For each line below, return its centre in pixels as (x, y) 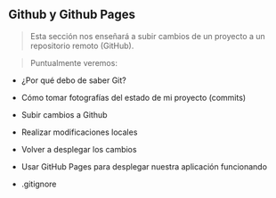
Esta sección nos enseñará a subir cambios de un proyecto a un (148, 36)
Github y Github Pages (72, 15)
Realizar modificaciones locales (79, 132)
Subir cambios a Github (64, 114)
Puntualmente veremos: (73, 62)
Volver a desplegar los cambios (79, 149)
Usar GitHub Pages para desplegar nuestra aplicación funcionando (144, 166)
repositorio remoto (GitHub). (82, 45)
